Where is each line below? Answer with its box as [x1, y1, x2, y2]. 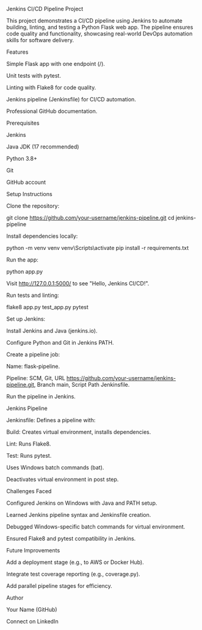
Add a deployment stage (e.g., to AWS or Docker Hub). [6, 559, 145, 566]
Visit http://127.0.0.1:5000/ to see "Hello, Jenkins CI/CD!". [6, 280, 150, 287]
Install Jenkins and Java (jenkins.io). [6, 327, 98, 334]
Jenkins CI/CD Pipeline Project [6, 5, 84, 12]
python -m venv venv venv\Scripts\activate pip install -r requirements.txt [6, 244, 189, 251]
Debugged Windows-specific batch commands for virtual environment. [6, 523, 186, 530]
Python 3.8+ [6, 155, 38, 162]
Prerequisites [6, 119, 40, 126]
